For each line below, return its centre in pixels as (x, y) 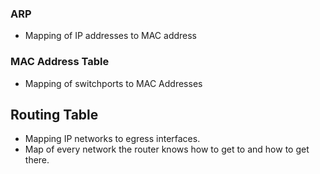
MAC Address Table (60, 62)
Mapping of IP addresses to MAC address (111, 36)
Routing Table (54, 114)
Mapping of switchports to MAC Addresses (113, 83)
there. (37, 160)
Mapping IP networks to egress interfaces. (112, 139)
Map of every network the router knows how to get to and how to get (167, 149)
